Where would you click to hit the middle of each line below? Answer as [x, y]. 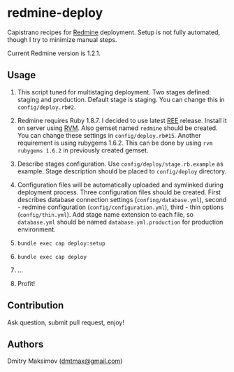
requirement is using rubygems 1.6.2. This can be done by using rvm [115, 143]
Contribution [36, 306]
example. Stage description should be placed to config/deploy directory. [122, 171]
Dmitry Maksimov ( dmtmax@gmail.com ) [65, 361]
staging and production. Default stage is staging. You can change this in [121, 99]
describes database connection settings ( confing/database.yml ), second [122, 199]
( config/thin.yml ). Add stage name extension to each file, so [105, 214]
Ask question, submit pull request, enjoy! [66, 322]
